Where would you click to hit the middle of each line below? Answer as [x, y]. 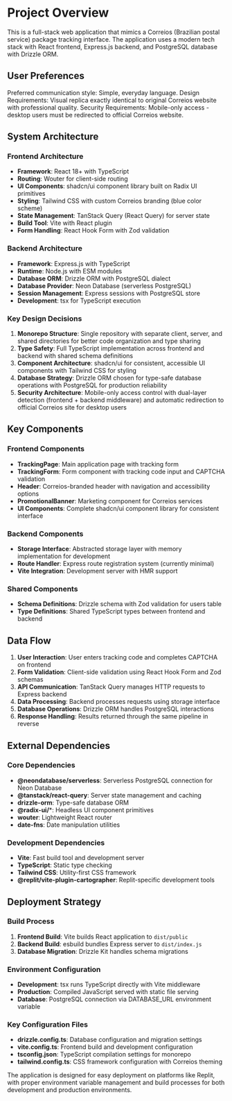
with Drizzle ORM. [33, 54]
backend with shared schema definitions [75, 356]
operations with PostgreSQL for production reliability [92, 385]
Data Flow [29, 640]
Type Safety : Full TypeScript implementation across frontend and [110, 348]
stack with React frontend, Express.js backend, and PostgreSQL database [113, 47]
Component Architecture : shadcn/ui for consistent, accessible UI [111, 363]
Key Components [45, 429]
